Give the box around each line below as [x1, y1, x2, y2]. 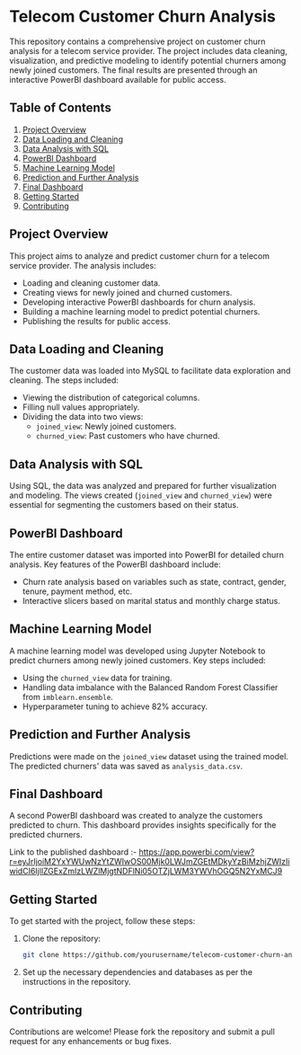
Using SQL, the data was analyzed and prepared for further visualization [9, 481, 277, 492]
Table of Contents [9, 101, 112, 116]
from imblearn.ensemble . [22, 691, 114, 702]
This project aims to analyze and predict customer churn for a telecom [9, 250, 270, 262]
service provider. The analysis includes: [9, 260, 156, 270]
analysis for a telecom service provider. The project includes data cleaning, [9, 45, 288, 56]
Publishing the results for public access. [22, 315, 171, 326]
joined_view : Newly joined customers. [35, 421, 177, 432]
